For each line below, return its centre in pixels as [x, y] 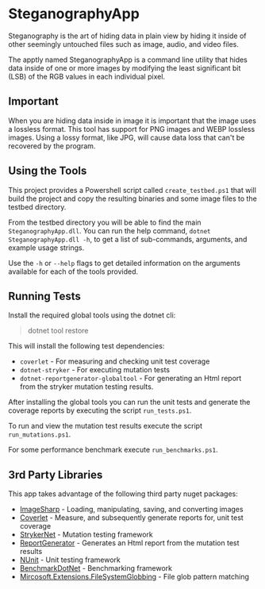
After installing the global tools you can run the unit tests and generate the [129, 402]
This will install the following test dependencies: [86, 346]
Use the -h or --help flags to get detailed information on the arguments [124, 263]
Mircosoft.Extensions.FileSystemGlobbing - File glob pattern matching [134, 577]
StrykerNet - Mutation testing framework [86, 535]
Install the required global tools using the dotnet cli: [92, 315]
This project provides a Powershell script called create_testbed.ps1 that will [132, 190]
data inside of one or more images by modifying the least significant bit [125, 67]
